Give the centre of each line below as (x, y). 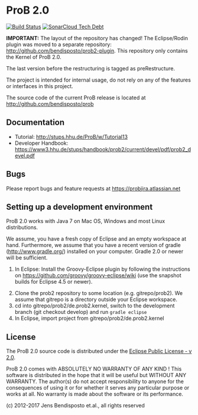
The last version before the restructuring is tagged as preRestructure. (91, 68)
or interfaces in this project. (40, 86)
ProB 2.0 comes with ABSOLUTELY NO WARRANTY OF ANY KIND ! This (94, 369)
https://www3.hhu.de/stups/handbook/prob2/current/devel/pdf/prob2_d (103, 149)
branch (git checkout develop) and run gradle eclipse (81, 312)
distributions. (22, 228)
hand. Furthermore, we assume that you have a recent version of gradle (94, 245)
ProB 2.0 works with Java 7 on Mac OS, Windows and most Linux (86, 221)
